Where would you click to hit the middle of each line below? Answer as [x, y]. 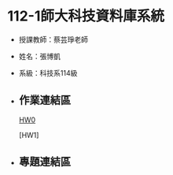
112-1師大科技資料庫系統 [86, 16]
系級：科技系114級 [48, 73]
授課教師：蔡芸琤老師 [53, 39]
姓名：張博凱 [39, 56]
